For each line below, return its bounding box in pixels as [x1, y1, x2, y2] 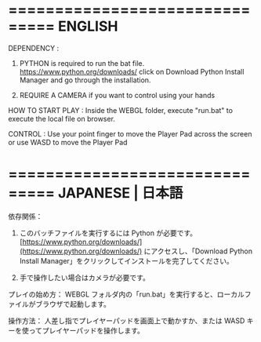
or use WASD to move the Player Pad [8, 137, 128, 147]
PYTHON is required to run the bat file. [19, 58, 145, 67]
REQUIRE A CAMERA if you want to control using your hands [19, 90, 216, 100]
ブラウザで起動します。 [34, 299, 111, 308]
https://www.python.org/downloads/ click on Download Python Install [19, 67, 245, 76]
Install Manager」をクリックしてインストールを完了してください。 [19, 256, 234, 265]
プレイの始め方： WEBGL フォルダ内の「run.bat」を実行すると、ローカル [8, 289, 245, 299]
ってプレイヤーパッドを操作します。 [28, 326, 145, 335]
